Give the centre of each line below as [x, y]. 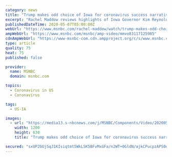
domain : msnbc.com [30, 76]
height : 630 [27, 133]
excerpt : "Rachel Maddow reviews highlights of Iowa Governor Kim [78, 19]
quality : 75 [18, 48]
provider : [16, 67]
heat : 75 [15, 53]
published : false [24, 58]
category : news [21, 10]
